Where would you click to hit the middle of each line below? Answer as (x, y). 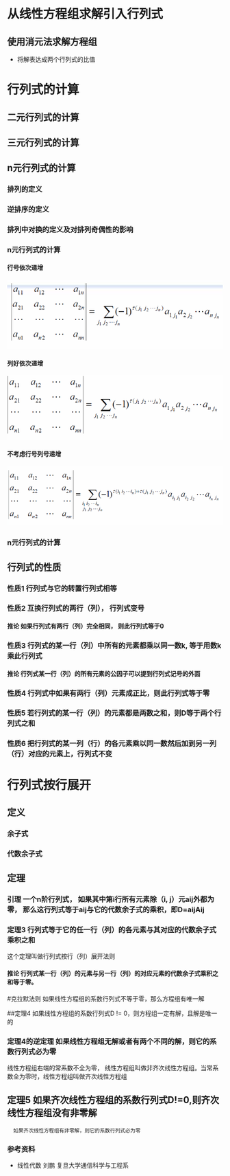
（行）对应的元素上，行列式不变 (60, 754)
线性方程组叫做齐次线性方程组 (85, 1076)
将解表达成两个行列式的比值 (56, 59)
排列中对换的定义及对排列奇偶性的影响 (70, 229)
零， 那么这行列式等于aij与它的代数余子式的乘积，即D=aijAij (106, 909)
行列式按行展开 (49, 785)
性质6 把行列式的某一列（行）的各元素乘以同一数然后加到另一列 (112, 744)
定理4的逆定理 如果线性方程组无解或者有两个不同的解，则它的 (108, 1041)
